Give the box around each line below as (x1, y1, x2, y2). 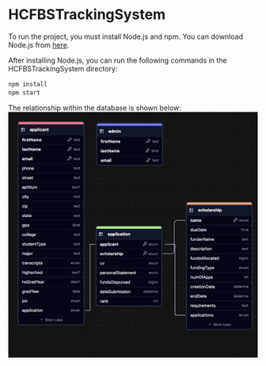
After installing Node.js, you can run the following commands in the (8, 55, 227, 65)
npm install (8, 80, 47, 88)
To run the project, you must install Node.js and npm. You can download (8, 32, 244, 41)
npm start (8, 89, 41, 97)
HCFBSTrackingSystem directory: (8, 63, 118, 73)
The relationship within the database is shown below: (8, 103, 182, 112)
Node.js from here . (8, 40, 70, 49)
